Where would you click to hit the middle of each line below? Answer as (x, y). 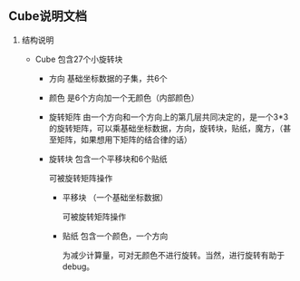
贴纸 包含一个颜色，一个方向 (115, 236)
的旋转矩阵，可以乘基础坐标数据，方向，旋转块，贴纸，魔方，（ (166, 128)
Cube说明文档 (48, 16)
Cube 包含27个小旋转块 (79, 59)
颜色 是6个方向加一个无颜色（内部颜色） (124, 97)
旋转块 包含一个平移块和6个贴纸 (108, 159)
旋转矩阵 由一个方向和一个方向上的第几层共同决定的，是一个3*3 (169, 117)
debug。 (78, 266)
